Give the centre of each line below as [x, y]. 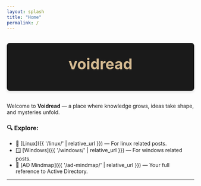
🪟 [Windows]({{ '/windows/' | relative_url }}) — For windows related [99, 150]
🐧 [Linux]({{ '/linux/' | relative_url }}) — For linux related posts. [91, 143]
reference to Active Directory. [51, 171]
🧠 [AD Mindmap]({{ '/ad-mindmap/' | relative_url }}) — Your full [92, 165]
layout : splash [26, 12]
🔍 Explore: [23, 128]
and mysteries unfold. [33, 112]
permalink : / [23, 23]
